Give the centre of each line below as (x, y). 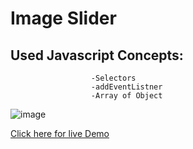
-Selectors (113, 78)
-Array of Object (126, 96)
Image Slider (63, 18)
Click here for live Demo (60, 133)
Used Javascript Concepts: (97, 55)
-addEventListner (126, 87)
